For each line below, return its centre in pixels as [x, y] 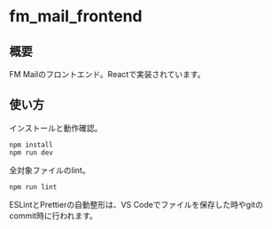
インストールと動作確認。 [56, 128]
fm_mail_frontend [76, 16]
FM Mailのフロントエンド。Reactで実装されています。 [107, 74]
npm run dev [31, 153]
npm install [31, 145]
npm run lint [33, 187]
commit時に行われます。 [53, 216]
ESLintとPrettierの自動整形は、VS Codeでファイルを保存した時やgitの [136, 204]
